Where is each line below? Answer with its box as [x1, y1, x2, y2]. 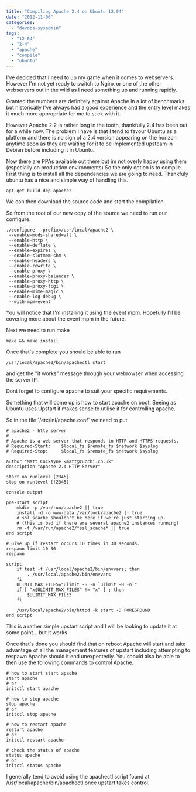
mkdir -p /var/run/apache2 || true [16, 505, 104, 511]
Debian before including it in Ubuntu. [6, 146, 95, 153]
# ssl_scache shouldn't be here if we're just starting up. [16, 515, 166, 521]
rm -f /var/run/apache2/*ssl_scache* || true [16, 525, 130, 531]
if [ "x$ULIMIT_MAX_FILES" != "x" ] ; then [16, 587, 125, 593]
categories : [6, 19, 35, 25]
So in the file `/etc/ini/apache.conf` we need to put [6, 416, 128, 423]
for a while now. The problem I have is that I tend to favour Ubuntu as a [6, 127, 177, 135]
